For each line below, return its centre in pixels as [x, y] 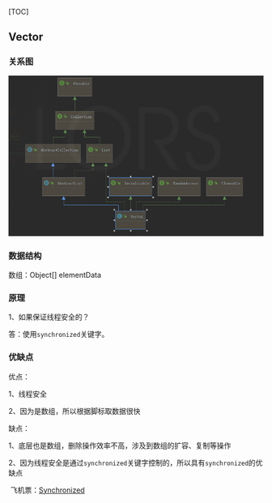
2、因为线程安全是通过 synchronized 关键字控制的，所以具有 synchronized [129, 463]
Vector [26, 37]
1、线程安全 [28, 394]
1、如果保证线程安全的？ [49, 317]
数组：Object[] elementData [55, 275]
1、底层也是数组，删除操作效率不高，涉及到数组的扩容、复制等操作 [120, 445]
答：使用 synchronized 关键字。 [59, 335]
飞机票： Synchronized [47, 490]
